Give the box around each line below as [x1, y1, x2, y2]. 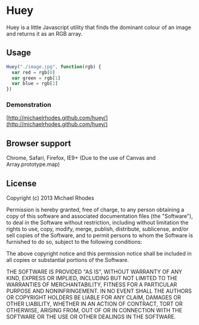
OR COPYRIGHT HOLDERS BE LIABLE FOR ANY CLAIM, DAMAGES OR [6, 294, 181, 301]
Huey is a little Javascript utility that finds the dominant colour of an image [6, 24, 192, 31]
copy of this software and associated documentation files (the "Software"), [6, 212, 194, 220]
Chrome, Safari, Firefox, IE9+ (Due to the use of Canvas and [6, 154, 156, 162]
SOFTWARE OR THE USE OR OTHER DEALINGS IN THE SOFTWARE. [6, 313, 176, 321]
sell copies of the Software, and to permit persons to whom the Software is [6, 232, 194, 239]
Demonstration [6, 100, 51, 109]
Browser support [6, 138, 71, 148]
